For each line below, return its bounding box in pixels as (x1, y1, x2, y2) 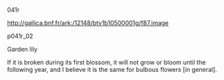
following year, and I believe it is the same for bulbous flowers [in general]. (7, 66, 217, 73)
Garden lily (7, 45, 38, 53)
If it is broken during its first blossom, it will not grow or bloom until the (7, 58, 206, 66)
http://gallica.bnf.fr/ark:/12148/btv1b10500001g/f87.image (7, 19, 169, 26)
